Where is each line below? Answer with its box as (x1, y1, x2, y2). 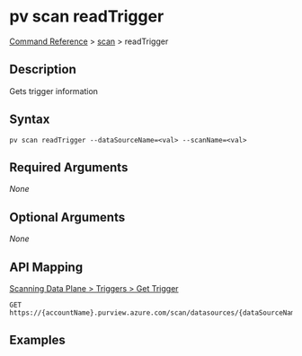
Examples (9, 333, 66, 348)
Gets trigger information (9, 85, 99, 96)
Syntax (9, 112, 50, 127)
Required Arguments (9, 160, 129, 175)
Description (9, 62, 76, 77)
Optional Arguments (9, 209, 126, 225)
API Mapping (9, 259, 84, 274)
